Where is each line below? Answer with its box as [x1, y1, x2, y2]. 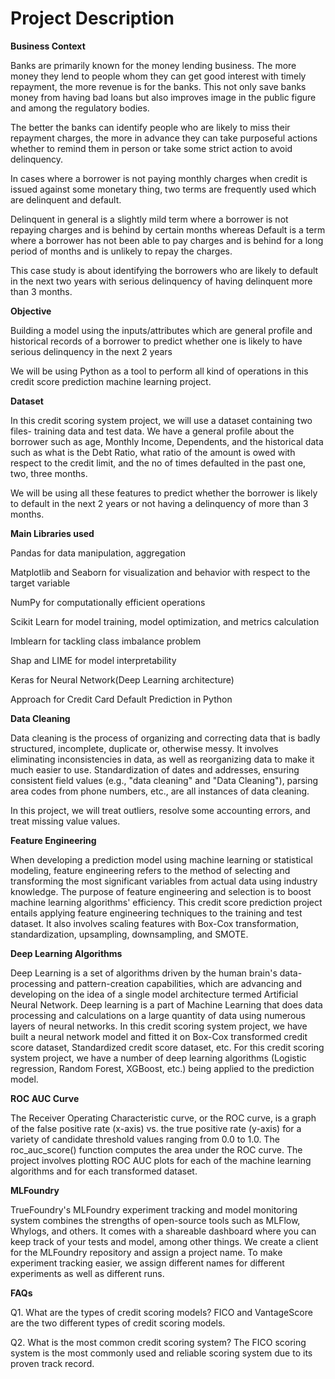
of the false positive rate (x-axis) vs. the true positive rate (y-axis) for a [10, 1122, 302, 1134]
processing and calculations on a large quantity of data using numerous [10, 1009, 306, 1021]
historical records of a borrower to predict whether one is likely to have [10, 335, 303, 347]
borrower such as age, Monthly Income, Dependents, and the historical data [10, 435, 324, 447]
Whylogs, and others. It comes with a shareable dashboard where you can [10, 1225, 317, 1237]
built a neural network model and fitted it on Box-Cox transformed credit [10, 1030, 308, 1042]
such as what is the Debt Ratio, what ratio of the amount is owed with [10, 446, 296, 458]
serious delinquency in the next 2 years [10, 345, 173, 357]
